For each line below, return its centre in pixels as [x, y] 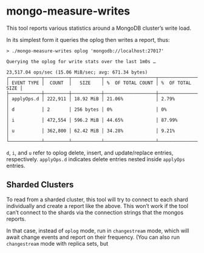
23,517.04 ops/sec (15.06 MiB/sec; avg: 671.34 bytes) [77, 72]
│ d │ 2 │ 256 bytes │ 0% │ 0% [87, 109]
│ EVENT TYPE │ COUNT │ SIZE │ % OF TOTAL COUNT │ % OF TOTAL [99, 83]
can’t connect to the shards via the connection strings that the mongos [95, 212]
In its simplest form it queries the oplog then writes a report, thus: [88, 40]
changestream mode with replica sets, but [57, 243]
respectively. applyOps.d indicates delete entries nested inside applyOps [96, 159]
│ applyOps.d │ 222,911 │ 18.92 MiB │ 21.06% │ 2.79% [90, 99]
